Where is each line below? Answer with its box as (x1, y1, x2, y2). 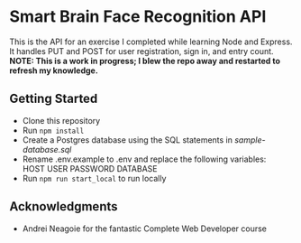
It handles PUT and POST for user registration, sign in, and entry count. (9, 45, 274, 56)
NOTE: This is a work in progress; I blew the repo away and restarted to (9, 55, 281, 66)
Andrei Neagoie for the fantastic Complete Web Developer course (22, 223, 268, 234)
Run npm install (22, 125, 85, 136)
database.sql (22, 144, 72, 154)
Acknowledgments (9, 199, 119, 214)
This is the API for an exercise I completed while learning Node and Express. (9, 36, 293, 47)
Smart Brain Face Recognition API (9, 6, 267, 27)
